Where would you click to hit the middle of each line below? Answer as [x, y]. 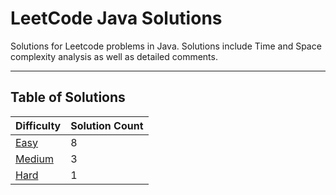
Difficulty [38, 125]
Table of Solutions [68, 97]
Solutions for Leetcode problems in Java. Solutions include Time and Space [166, 46]
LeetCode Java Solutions [116, 18]
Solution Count [107, 125]
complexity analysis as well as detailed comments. [114, 56]
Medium [34, 159]
